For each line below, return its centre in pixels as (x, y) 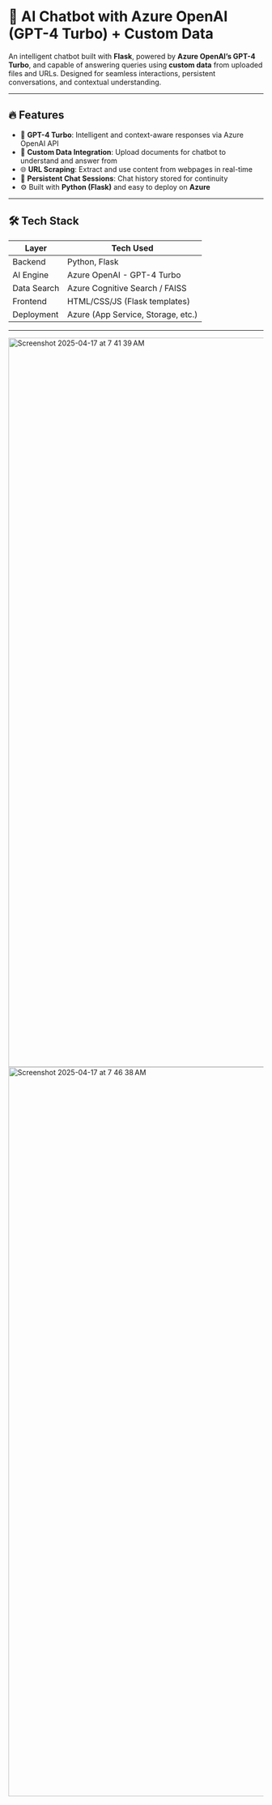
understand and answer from (68, 161)
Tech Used (132, 248)
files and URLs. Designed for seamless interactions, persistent (112, 73)
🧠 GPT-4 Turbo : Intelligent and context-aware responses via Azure (132, 135)
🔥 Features (36, 116)
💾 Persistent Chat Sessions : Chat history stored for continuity (124, 178)
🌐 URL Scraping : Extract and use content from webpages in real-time (136, 169)
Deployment (36, 314)
